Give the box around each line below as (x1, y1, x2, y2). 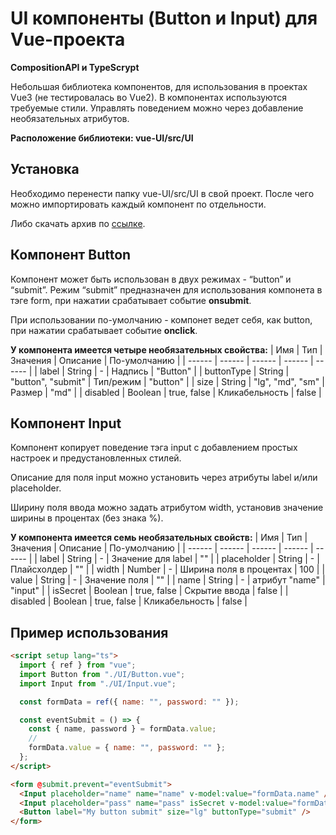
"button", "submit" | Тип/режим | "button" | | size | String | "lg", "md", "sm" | (10, 375, 325, 387)
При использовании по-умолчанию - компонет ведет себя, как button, (10, 313, 313, 326)
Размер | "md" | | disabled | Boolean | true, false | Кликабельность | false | (10, 386, 322, 398)
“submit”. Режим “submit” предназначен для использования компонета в (10, 283, 323, 296)
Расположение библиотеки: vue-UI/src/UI (10, 132, 194, 144)
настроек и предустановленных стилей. (10, 452, 182, 464)
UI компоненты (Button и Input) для (10, 7, 318, 30)
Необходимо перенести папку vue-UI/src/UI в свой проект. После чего (10, 187, 315, 199)
